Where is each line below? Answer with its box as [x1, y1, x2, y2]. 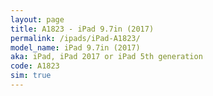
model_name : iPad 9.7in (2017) [10, 42, 141, 53]
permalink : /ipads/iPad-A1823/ [10, 33, 141, 43]
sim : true [10, 71, 52, 81]
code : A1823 [10, 61, 60, 71]
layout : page [10, 14, 65, 25]
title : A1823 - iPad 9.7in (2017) [10, 24, 155, 34]
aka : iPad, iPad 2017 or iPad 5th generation [10, 52, 203, 62]
